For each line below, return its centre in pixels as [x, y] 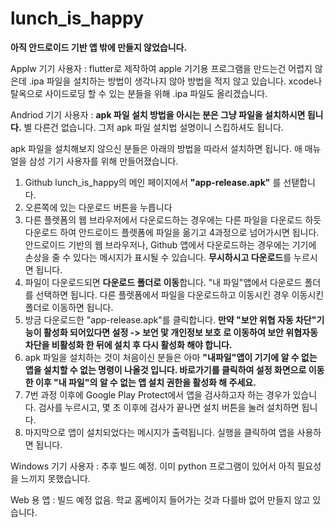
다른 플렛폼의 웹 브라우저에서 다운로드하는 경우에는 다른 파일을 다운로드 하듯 [173, 219]
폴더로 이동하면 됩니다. [69, 307]
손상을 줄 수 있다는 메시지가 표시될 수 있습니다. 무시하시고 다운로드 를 [158, 257]
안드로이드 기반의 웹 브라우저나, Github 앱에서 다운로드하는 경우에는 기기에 [170, 244]
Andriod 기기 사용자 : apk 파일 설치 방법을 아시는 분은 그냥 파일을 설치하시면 [158, 114]
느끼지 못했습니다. [55, 478]
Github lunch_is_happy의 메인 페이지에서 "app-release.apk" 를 [153, 182]
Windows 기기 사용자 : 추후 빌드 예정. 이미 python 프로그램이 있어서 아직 [152, 466]
